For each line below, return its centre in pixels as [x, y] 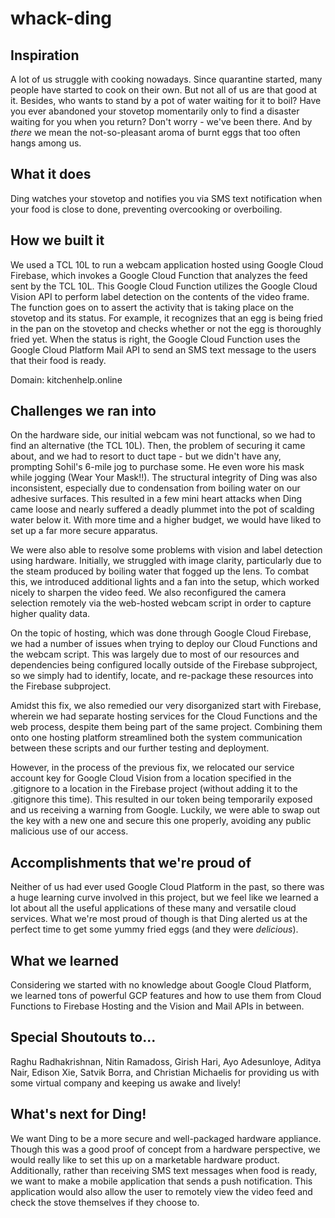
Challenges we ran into [83, 411]
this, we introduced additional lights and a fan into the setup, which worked [165, 582]
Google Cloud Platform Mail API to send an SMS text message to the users [163, 349]
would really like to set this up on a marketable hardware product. [145, 1159]
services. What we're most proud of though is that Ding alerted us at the [159, 919]
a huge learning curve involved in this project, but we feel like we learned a [164, 898]
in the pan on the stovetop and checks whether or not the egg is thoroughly [166, 328]
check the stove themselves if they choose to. [105, 1202]
